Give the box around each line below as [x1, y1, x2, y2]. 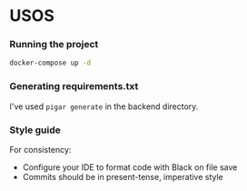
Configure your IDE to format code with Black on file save [22, 161, 238, 173]
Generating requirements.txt [9, 80, 139, 93]
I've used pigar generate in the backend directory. [9, 101, 199, 112]
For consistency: [9, 144, 72, 155]
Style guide [9, 124, 62, 136]
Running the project [9, 38, 99, 51]
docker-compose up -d [9, 58, 92, 68]
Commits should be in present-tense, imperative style [22, 171, 224, 182]
